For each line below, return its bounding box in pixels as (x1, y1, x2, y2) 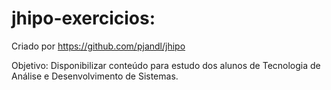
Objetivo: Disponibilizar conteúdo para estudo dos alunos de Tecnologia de (11, 59, 321, 71)
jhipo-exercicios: (11, 7, 156, 30)
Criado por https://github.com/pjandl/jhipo (11, 40, 186, 52)
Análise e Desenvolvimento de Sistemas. (11, 70, 179, 82)
